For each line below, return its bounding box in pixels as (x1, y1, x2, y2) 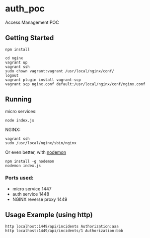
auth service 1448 (12, 191, 50, 197)
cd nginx (5, 56, 23, 60)
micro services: (5, 108, 37, 114)
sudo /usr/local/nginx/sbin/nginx (5, 140, 77, 145)
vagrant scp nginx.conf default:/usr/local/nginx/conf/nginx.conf (5, 81, 146, 87)
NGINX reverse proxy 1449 (12, 196, 68, 202)
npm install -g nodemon (5, 159, 55, 164)
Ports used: (5, 175, 34, 181)
